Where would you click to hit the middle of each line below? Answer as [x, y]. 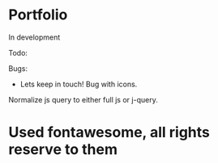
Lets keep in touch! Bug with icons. [79, 84]
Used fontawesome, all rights [109, 133]
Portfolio [38, 15]
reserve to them [63, 150]
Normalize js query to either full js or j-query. [83, 99]
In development [34, 37]
